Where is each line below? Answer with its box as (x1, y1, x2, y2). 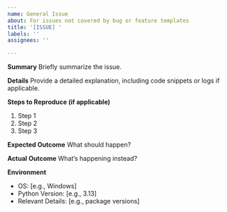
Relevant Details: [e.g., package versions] (17, 197, 140, 206)
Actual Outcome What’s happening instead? (7, 154, 137, 163)
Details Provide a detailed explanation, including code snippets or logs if (7, 76, 220, 85)
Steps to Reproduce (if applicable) (7, 97, 110, 107)
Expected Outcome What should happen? (7, 140, 132, 149)
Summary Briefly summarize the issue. (7, 63, 122, 71)
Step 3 (17, 127, 38, 135)
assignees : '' (7, 37, 50, 44)
